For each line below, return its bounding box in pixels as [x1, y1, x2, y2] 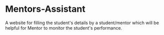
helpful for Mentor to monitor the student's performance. [5, 25, 122, 31]
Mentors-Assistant [5, 3, 86, 15]
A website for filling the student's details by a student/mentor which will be [5, 20, 159, 26]
